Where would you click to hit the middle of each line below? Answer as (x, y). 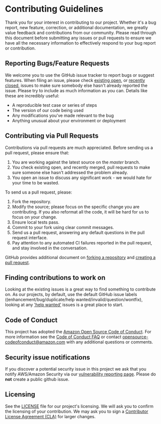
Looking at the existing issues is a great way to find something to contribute (80, 289)
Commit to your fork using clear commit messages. (63, 227)
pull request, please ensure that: (37, 153)
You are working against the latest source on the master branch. (76, 162)
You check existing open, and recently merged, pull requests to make (81, 167)
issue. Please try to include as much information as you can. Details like (76, 90)
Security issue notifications (48, 357)
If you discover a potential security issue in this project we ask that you (76, 369)
